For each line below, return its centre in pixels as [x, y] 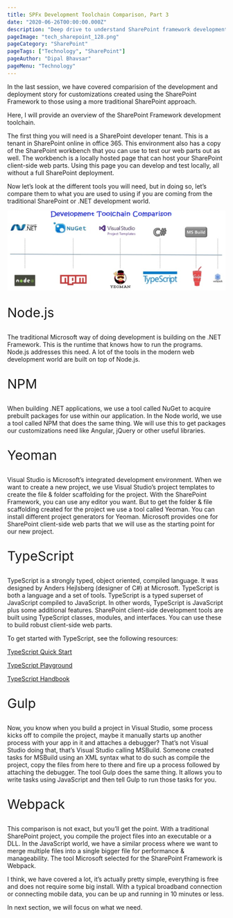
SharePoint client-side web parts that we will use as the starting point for [111, 524]
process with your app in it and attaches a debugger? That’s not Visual [108, 743]
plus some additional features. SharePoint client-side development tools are [115, 610]
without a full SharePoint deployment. [61, 172]
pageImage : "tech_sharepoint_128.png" [63, 37]
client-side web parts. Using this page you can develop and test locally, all [113, 165]
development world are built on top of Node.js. [74, 360]
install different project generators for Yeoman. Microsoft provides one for [113, 517]
